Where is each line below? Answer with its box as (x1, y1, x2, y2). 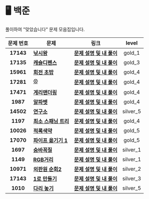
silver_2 (122, 165, 141, 172)
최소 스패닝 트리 (33, 118, 69, 125)
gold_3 (123, 59, 140, 66)
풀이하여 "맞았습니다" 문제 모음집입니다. (5, 26, 85, 32)
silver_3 (122, 175, 141, 182)
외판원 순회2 (33, 165, 62, 172)
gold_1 (123, 49, 140, 56)
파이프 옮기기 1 (33, 137, 68, 144)
